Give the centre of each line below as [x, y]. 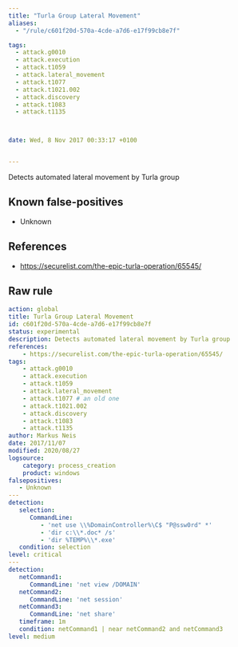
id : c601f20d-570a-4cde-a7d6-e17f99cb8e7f [80, 325]
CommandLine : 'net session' [76, 599]
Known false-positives [66, 202]
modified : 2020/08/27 [44, 451]
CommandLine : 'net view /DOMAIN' [85, 585]
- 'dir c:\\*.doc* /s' [78, 533]
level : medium [32, 637]
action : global [34, 310]
